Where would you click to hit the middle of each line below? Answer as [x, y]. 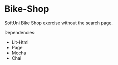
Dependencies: [20, 32]
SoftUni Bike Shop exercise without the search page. [59, 23]
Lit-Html [20, 42]
